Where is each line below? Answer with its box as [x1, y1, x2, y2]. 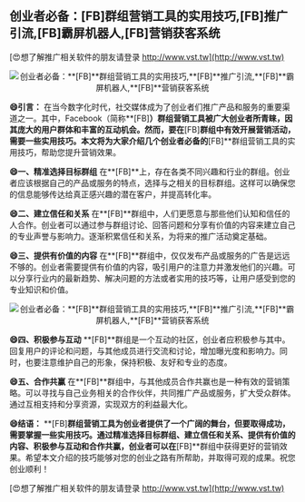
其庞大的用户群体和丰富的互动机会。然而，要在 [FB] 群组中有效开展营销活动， [9, 123, 296, 134]
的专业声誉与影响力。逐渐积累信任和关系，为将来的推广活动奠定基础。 [9, 231, 272, 241]
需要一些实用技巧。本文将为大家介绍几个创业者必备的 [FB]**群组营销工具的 [9, 135, 288, 146]
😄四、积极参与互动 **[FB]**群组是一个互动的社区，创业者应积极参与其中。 [9, 334, 290, 345]
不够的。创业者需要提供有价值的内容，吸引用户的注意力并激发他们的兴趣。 [9, 261, 288, 272]
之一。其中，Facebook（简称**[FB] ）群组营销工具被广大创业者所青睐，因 [16, 113, 293, 123]
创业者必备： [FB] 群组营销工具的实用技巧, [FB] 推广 [9, 8, 289, 25]
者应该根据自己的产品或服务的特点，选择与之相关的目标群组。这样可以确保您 [9, 177, 296, 188]
